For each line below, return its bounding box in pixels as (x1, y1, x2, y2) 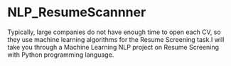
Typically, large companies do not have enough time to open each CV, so (7, 28, 222, 36)
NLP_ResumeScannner (7, 4, 146, 21)
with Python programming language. (7, 50, 114, 59)
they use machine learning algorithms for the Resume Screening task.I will (7, 35, 225, 43)
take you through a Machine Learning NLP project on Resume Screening (7, 43, 219, 51)
